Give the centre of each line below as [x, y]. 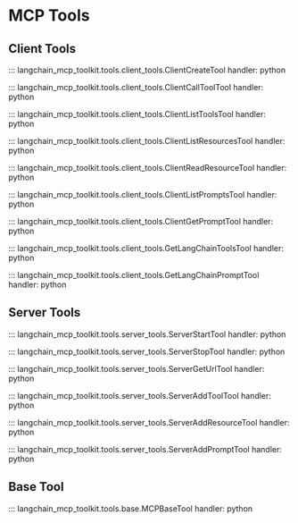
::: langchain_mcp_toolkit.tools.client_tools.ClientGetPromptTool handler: [141, 221]
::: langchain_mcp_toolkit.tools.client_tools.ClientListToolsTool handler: [137, 114]
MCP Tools [49, 16]
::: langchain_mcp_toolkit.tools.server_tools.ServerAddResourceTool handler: [149, 422]
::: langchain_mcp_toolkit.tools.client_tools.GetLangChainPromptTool [134, 275]
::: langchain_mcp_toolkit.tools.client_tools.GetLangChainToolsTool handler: [146, 248]
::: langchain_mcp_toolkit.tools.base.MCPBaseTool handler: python [131, 508]
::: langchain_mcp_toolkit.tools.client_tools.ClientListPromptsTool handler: [143, 194]
